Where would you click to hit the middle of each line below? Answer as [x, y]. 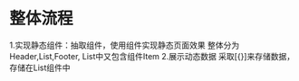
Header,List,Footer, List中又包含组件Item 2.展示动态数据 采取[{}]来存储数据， [152, 56]
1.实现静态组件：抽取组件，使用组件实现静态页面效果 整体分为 [125, 45]
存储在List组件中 [40, 67]
